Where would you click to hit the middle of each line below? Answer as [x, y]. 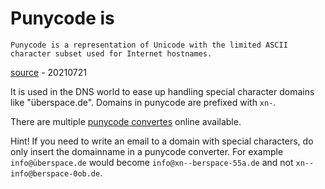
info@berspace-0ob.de [55, 173]
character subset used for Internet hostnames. [111, 53]
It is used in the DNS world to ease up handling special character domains [162, 91]
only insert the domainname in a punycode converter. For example [147, 151]
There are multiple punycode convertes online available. [126, 121]
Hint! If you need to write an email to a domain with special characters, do [162, 141]
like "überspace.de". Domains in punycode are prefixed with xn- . [143, 102]
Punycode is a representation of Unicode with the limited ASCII [149, 45]
